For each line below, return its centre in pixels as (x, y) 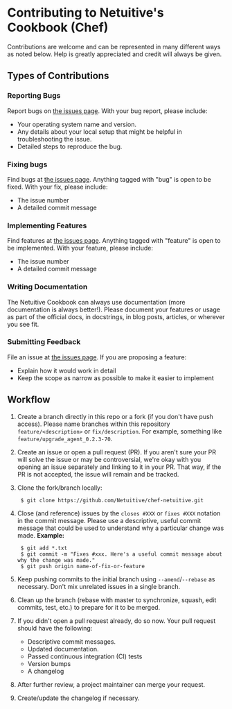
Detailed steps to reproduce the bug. (70, 146)
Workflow (29, 400)
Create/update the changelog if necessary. (78, 698)
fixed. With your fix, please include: (57, 187)
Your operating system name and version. (77, 124)
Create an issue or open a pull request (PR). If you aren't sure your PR (117, 452)
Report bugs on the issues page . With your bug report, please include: (107, 111)
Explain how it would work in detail (66, 370)
